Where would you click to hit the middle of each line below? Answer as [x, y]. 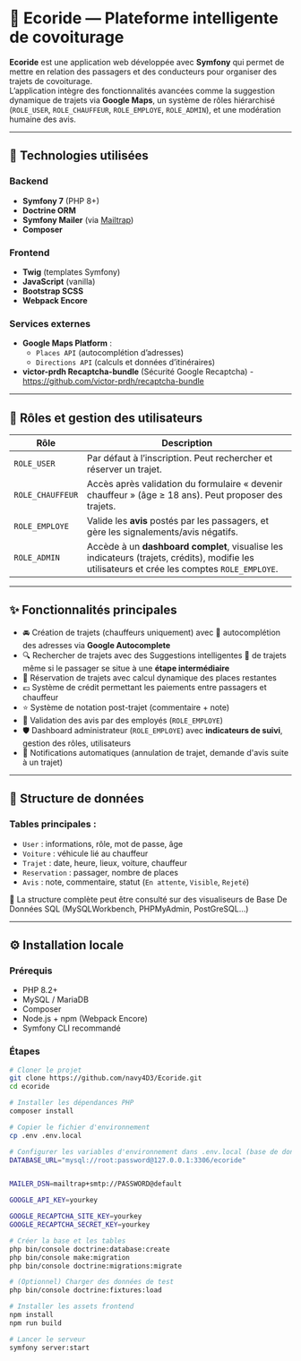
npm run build [36, 1323]
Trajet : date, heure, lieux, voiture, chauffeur [105, 862]
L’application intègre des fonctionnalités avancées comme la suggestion [142, 90]
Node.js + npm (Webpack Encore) [85, 1019]
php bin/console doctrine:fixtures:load [86, 1290]
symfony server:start [50, 1348]
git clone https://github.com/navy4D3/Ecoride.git [106, 1078]
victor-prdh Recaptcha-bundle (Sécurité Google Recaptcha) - [138, 372]
